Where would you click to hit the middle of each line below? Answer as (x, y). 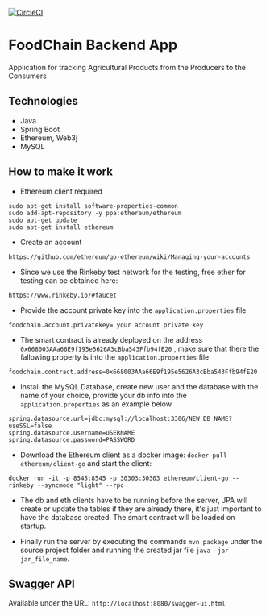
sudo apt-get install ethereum (61, 227)
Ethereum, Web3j (49, 138)
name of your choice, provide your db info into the (103, 395)
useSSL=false (30, 426)
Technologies (44, 101)
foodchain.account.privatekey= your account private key (106, 325)
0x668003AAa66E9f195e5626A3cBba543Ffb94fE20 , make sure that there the (139, 348)
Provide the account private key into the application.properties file (133, 310)
